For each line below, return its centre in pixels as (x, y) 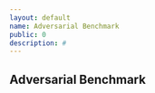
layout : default (40, 18)
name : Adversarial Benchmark (64, 26)
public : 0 (28, 34)
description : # (38, 43)
